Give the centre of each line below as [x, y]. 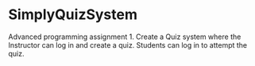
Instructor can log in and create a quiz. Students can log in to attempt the [128, 45]
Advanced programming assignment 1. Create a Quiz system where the [125, 37]
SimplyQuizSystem [73, 15]
